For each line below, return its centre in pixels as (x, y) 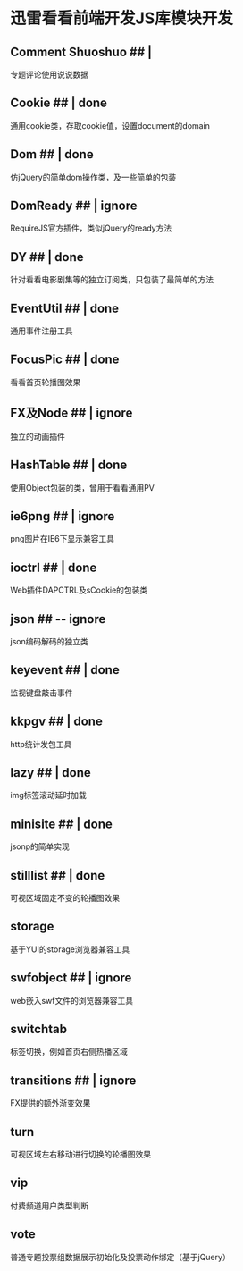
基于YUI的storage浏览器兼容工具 (70, 949)
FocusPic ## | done (65, 360)
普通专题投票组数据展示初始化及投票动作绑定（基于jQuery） (120, 1257)
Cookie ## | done (59, 103)
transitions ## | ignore (73, 1080)
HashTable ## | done (69, 465)
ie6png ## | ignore (63, 516)
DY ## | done (47, 257)
